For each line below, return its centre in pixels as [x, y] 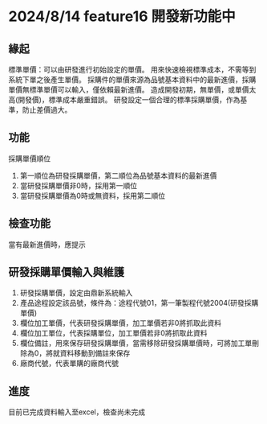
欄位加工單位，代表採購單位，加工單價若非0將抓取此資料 [113, 333]
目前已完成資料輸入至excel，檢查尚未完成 [77, 412]
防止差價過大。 [47, 110]
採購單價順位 [29, 158]
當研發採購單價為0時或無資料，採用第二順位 [93, 196]
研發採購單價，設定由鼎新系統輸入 [76, 293]
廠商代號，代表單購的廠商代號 [69, 364]
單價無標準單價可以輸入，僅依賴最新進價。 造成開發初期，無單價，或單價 [129, 90]
